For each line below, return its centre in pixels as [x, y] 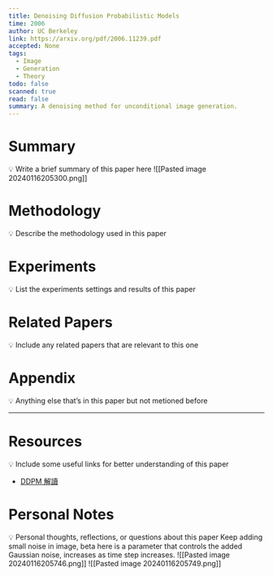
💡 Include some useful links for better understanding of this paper [119, 464]
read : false [28, 99]
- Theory [30, 76]
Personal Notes [61, 514]
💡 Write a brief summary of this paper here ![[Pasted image [108, 169]
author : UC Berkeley [43, 31]
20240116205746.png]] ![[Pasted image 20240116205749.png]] [115, 563]
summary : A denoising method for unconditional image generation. [123, 106]
